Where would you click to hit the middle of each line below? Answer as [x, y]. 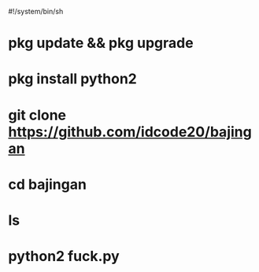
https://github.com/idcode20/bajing [130, 132]
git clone [37, 115]
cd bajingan [47, 184]
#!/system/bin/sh [36, 11]
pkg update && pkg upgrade [101, 43]
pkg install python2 [73, 79]
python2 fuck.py [64, 257]
